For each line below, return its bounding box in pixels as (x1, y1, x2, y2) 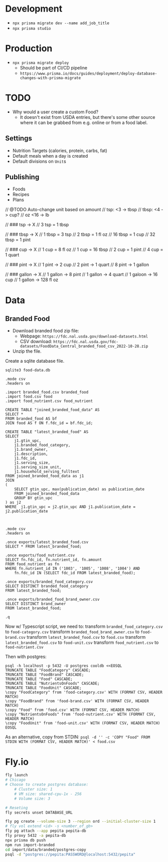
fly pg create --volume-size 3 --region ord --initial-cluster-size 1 (5, 819, 156, 824)
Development (5, 3, 63, 15)
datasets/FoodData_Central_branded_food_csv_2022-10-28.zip (20, 344, 148, 349)
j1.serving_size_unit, (14, 465, 62, 470)
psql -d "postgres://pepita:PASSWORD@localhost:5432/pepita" (5, 852, 136, 857)
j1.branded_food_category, (14, 443, 71, 448)
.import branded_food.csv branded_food (5, 390, 89, 395)
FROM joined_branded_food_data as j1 (5, 474, 84, 479)
